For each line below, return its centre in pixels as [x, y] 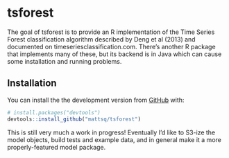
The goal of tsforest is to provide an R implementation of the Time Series [111, 32]
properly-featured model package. [57, 147]
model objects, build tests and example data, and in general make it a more [114, 139]
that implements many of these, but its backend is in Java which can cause [114, 54]
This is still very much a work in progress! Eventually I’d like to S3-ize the [111, 132]
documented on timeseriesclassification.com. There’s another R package [112, 46]
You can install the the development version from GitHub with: [96, 100]
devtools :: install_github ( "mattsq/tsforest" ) [74, 119]
